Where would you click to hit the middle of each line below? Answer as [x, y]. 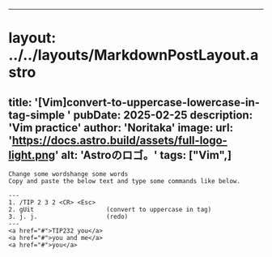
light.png [32, 155]
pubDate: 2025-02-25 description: [163, 115]
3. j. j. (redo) [68, 216]
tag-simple [37, 115]
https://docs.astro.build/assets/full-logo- [120, 140]
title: [20, 102]
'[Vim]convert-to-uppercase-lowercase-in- [147, 102]
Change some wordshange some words [68, 174]
